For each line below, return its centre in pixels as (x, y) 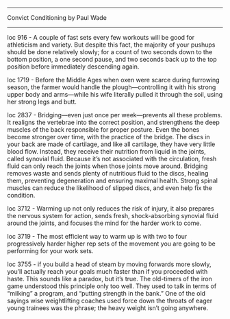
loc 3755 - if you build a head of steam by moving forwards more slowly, (109, 264)
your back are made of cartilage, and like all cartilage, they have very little (111, 144)
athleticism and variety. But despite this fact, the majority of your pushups (111, 45)
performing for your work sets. (50, 251)
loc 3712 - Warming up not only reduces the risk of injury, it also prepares (111, 209)
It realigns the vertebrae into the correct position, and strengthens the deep (114, 122)
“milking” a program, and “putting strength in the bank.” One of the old (106, 293)
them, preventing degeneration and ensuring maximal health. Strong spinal (112, 180)
